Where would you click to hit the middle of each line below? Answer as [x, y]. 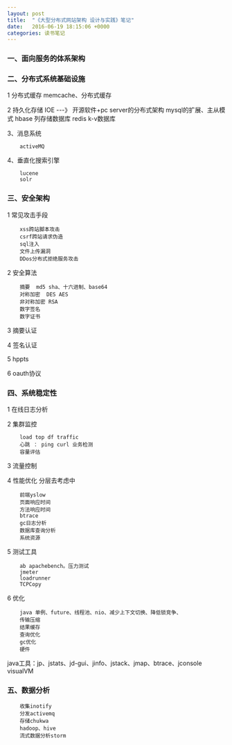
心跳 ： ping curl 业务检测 [56, 445]
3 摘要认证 [22, 330]
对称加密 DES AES [44, 294]
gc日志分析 [33, 524]
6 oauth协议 [24, 373]
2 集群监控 [22, 424]
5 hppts [18, 359]
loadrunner [35, 578]
